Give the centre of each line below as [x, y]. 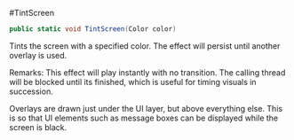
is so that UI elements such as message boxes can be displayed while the [144, 118]
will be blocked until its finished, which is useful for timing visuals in [133, 82]
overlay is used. [38, 55]
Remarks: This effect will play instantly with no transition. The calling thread [147, 72]
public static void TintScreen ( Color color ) [93, 29]
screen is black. [38, 127]
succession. [31, 91]
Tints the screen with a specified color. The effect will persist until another [145, 46]
